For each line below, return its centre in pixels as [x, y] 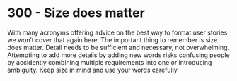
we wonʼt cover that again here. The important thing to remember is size [112, 39]
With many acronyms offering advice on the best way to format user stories [117, 32]
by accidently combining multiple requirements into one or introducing [110, 62]
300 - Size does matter [76, 13]
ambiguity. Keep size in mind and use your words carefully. [93, 70]
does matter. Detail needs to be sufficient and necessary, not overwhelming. [118, 47]
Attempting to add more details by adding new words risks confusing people [118, 55]
